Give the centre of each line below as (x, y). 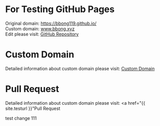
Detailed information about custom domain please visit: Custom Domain (80, 68)
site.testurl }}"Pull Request (33, 108)
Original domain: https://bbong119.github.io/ (51, 23)
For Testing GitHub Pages (60, 9)
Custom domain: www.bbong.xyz (40, 28)
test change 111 (21, 118)
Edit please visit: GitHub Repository (42, 34)
